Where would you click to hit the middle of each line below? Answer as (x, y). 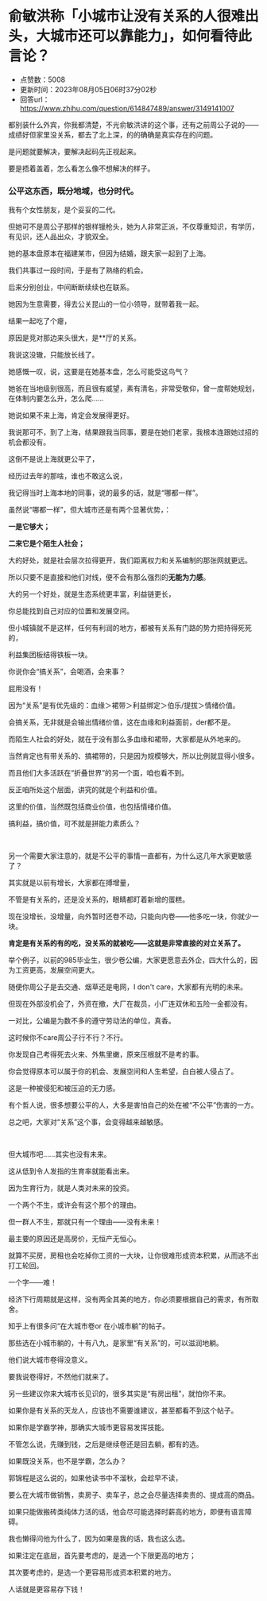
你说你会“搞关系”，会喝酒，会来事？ (67, 671)
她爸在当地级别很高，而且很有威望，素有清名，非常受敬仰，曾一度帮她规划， (133, 389)
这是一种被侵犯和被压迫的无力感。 (64, 1089)
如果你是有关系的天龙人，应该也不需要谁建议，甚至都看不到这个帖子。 (123, 1410)
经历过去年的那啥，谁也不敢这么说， (68, 476)
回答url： (35, 99)
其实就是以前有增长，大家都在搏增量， (71, 883)
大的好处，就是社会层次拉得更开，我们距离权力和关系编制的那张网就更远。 (130, 560)
